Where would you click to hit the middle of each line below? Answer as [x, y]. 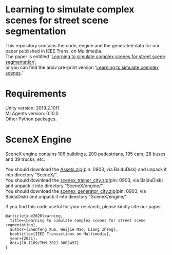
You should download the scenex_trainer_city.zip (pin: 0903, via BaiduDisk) [84, 180]
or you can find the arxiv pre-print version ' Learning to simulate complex [82, 67]
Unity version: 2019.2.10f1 [32, 108]
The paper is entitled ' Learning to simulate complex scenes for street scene [85, 56]
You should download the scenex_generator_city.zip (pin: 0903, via [76, 191]
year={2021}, [24, 238]
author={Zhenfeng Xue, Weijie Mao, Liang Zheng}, [64, 229]
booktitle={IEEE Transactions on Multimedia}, [61, 234]
